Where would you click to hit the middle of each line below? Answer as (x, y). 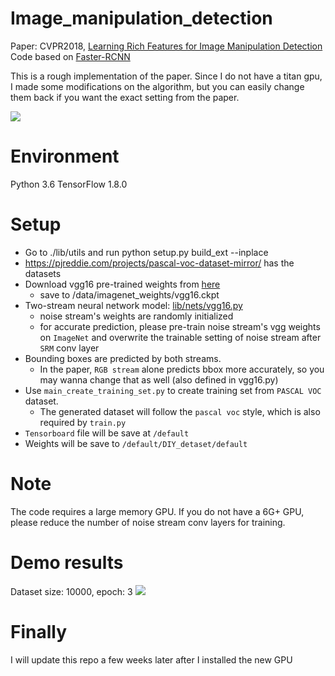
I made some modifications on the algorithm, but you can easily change (157, 86)
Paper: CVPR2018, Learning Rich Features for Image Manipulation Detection (166, 46)
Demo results (67, 562)
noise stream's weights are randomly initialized (136, 316)
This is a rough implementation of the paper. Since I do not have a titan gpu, (166, 76)
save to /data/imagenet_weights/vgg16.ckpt (129, 294)
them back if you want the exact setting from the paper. (125, 97)
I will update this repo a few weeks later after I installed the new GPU (151, 659)
